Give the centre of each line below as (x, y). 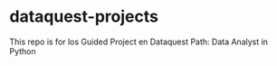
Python (23, 51)
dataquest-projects (84, 17)
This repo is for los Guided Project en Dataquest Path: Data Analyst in (139, 42)
